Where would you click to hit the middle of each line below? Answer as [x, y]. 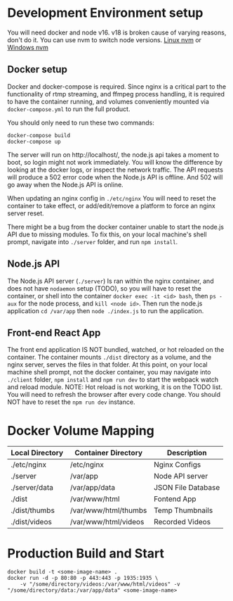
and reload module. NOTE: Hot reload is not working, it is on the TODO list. [115, 387]
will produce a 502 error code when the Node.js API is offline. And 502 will [115, 177]
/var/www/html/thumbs [108, 510]
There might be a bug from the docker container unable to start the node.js [116, 227]
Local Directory [37, 453]
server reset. [26, 213]
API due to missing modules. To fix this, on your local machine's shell [107, 234]
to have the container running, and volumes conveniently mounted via [108, 101]
